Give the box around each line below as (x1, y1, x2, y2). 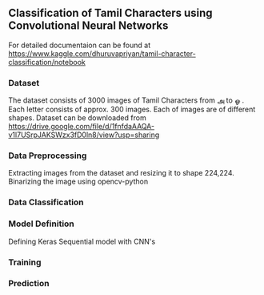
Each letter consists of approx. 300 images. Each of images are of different (8, 104, 256, 115)
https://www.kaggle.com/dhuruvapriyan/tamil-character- (8, 48, 196, 59)
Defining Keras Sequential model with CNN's (8, 236, 156, 246)
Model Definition (8, 218, 74, 229)
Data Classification (8, 196, 84, 208)
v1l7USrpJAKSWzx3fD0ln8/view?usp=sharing (8, 130, 160, 139)
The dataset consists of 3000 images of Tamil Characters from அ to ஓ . (8, 95, 245, 105)
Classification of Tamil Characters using (8, 6, 214, 20)
